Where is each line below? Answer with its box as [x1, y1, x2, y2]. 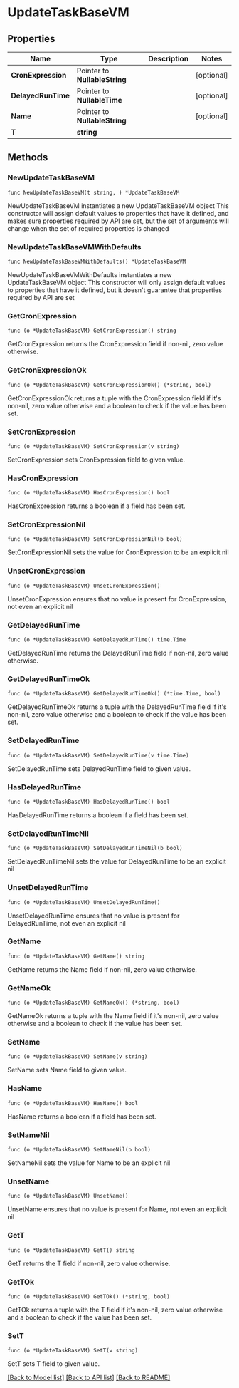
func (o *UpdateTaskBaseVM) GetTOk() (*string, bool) [7, 1293, 171, 1300]
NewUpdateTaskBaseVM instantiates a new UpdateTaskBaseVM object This [7, 201, 229, 210]
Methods [7, 151, 48, 164]
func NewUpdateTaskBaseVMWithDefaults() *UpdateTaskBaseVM [7, 258, 186, 265]
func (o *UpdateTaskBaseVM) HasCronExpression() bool [7, 490, 171, 497]
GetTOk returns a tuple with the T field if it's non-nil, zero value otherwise [7, 1305, 223, 1314]
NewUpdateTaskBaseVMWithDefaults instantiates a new [7, 270, 172, 279]
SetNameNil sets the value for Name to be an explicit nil [7, 1159, 171, 1167]
